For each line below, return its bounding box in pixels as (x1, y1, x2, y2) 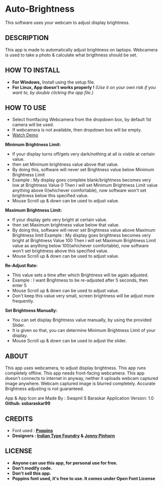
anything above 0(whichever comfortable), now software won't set (12, 187, 146, 194)
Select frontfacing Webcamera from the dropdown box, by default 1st (12, 116, 152, 123)
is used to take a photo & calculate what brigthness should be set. (5, 52, 138, 58)
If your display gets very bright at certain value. (12, 217, 107, 223)
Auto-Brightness (5, 3, 75, 15)
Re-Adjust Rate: (5, 263, 38, 268)
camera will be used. (12, 122, 54, 128)
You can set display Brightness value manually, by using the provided (12, 317, 152, 323)
